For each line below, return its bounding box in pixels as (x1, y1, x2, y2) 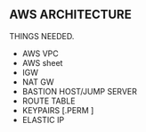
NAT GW (21, 76, 55, 87)
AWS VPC (21, 48, 60, 59)
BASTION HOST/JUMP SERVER (21, 86, 138, 96)
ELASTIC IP (21, 114, 65, 125)
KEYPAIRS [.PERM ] (21, 104, 94, 115)
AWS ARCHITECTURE (9, 7, 132, 22)
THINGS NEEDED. (9, 30, 75, 41)
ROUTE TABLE (21, 95, 76, 106)
